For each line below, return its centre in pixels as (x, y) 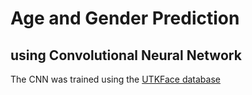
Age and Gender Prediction (125, 18)
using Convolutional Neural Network (126, 55)
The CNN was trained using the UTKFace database (115, 79)
